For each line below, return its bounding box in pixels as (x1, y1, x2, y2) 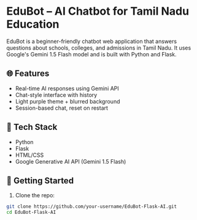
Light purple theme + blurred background (15, 97, 120, 105)
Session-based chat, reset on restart (15, 104, 109, 112)
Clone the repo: (15, 192, 55, 199)
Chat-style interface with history (15, 91, 98, 99)
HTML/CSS (15, 151, 44, 159)
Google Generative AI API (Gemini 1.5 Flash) (15, 157, 126, 165)
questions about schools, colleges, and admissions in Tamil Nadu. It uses (6, 44, 191, 51)
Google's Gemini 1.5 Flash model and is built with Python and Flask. (6, 50, 177, 58)
